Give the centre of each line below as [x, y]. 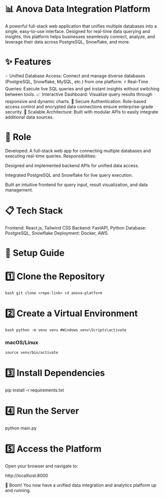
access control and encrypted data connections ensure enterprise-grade [79, 107]
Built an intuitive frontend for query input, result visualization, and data [76, 185]
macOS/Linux [22, 342]
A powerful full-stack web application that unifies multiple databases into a [81, 26]
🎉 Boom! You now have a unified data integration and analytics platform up [81, 485]
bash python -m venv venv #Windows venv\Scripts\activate [66, 330]
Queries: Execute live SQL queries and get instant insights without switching [82, 88]
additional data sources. [30, 117]
